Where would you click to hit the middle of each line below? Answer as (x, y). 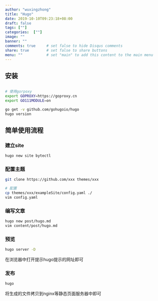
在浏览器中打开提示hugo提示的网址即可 (44, 260)
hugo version (18, 114)
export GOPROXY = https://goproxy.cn (41, 96)
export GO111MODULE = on (28, 100)
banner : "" (16, 41)
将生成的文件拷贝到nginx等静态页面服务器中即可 (53, 294)
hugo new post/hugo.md (28, 221)
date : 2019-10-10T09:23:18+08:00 (39, 19)
